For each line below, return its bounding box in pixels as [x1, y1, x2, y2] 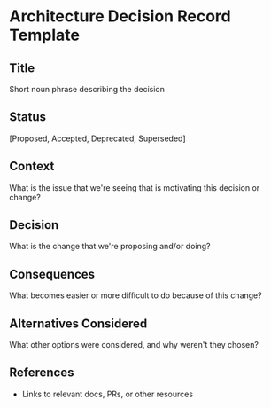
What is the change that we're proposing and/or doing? [9, 241, 211, 252]
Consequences [9, 266, 96, 281]
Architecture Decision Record [9, 6, 232, 27]
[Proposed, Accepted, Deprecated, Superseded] [9, 133, 186, 144]
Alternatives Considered [9, 316, 148, 331]
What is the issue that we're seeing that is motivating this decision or [9, 182, 260, 192]
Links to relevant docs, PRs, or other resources [21, 388, 193, 399]
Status [9, 109, 47, 125]
